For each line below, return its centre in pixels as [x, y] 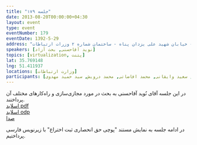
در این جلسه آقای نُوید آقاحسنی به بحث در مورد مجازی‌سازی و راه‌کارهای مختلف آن [96, 94]
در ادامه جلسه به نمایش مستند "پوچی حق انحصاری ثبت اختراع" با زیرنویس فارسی [95, 130]
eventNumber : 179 [27, 33]
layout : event [23, 22]
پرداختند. [16, 99]
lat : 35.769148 [25, 60]
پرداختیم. [16, 136]
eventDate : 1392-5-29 [33, 39]
